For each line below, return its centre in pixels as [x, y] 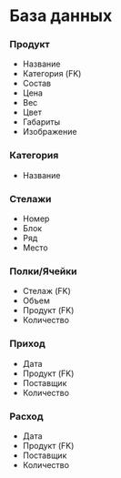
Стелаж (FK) [46, 291]
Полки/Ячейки [43, 271]
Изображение [50, 132]
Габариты [41, 122]
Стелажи [30, 198]
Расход [26, 416]
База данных [61, 16]
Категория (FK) [52, 74]
